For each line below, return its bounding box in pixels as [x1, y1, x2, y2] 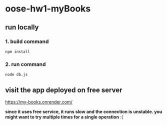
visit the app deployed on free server [5, 85, 122, 94]
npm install [5, 49, 30, 54]
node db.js [5, 72, 28, 77]
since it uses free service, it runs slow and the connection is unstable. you [5, 108, 162, 114]
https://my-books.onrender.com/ [5, 98, 72, 105]
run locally [5, 23, 39, 31]
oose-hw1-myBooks [5, 3, 91, 14]
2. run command [5, 60, 46, 67]
